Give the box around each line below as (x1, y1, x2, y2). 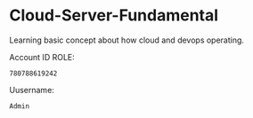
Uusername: (9, 84, 55, 95)
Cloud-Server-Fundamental (9, 5, 219, 26)
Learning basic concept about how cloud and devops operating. (9, 35, 245, 45)
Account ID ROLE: (9, 51, 75, 62)
